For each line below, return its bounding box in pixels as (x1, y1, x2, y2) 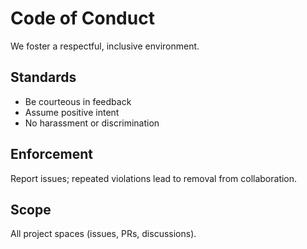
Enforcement (10, 146, 93, 163)
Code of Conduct (10, 7, 155, 30)
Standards (10, 69, 77, 86)
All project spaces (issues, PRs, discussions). (10, 228, 197, 240)
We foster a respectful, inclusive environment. (10, 40, 200, 52)
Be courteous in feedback (24, 95, 132, 107)
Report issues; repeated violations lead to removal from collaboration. (10, 172, 298, 184)
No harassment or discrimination (24, 117, 160, 129)
